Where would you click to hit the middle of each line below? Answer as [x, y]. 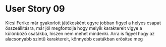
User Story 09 [35, 9]
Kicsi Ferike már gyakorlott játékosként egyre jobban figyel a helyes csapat [83, 23]
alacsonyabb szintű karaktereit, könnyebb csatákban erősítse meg [74, 39]
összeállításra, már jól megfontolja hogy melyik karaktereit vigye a [74, 28]
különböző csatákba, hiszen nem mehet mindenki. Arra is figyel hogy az [80, 33]
